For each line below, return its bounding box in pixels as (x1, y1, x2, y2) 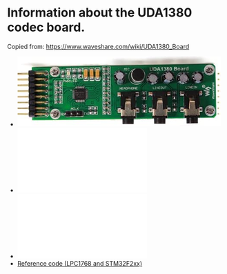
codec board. (7, 19, 86, 35)
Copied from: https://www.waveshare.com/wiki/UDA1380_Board (7, 42, 190, 50)
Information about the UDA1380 (7, 5, 193, 21)
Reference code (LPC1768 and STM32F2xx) (17, 259, 143, 267)
